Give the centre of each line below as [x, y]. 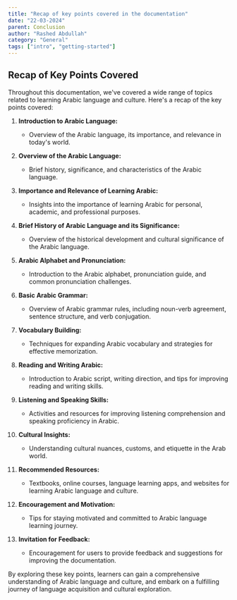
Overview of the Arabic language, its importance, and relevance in [125, 134]
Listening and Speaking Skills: [63, 400]
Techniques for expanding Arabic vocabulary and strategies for [121, 344]
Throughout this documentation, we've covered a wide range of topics [110, 92]
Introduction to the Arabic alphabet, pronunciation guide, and [117, 274]
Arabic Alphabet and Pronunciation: [72, 260]
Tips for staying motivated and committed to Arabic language [118, 518]
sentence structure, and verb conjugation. [90, 316]
